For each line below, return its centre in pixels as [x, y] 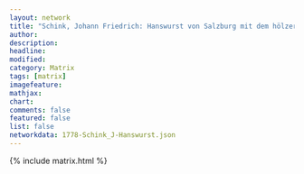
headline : [28, 51]
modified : [28, 60]
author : [24, 34]
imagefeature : [36, 85]
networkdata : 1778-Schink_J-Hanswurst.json [93, 135]
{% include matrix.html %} [58, 160]
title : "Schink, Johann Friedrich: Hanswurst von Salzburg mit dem [139, 26]
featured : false [40, 118]
